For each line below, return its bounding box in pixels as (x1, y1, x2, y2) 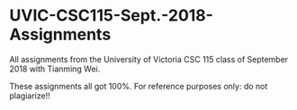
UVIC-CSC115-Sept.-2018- (9, 5, 214, 26)
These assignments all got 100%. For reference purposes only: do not (9, 80, 268, 91)
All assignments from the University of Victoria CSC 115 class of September (9, 54, 289, 64)
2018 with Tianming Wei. (9, 63, 101, 74)
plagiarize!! (9, 90, 51, 101)
